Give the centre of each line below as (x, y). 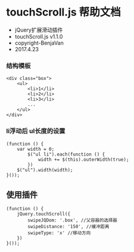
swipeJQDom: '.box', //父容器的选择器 (73, 220)
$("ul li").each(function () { (66, 154)
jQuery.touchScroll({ (43, 214)
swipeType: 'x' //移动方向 (59, 233)
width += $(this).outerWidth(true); (83, 159)
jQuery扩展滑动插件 (39, 30)
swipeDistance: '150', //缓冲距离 (68, 227)
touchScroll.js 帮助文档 (63, 12)
